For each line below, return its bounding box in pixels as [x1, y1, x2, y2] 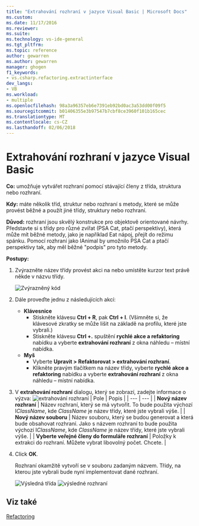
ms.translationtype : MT [6, 114, 65, 119]
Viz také [6, 497, 37, 507]
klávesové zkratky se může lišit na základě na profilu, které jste [32, 320, 187, 327]
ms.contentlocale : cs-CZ [6, 119, 68, 125]
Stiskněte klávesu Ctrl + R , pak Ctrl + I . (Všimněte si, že [32, 313, 168, 321]
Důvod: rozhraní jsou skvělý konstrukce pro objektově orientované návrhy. [6, 218, 189, 225]
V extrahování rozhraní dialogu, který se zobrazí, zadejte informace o [14, 388, 186, 395]
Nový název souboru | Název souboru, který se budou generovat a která [14, 414, 194, 421]
